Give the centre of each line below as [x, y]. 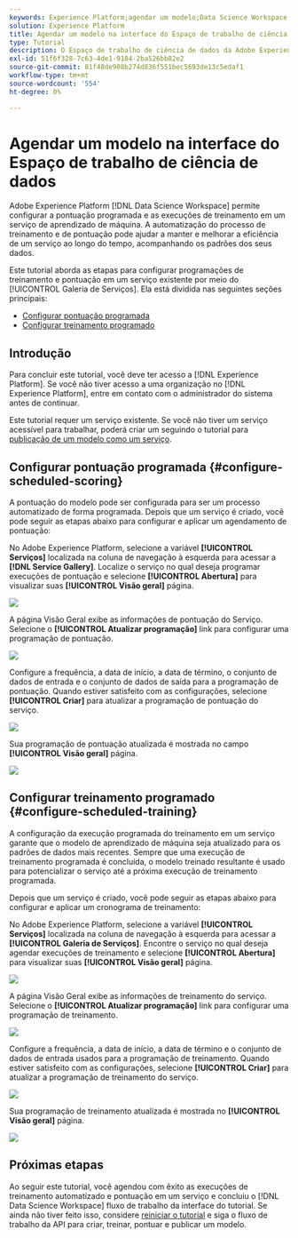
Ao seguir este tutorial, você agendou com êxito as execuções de [129, 1186]
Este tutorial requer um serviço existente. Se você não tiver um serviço [139, 420]
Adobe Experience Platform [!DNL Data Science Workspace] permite [134, 206]
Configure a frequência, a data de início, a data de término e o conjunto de [145, 1049]
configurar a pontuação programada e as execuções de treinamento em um [147, 215]
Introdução [40, 353]
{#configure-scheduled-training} [103, 812]
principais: [28, 299]
